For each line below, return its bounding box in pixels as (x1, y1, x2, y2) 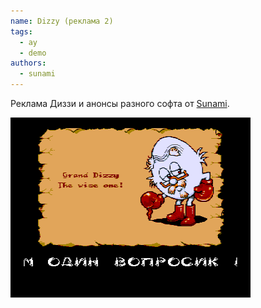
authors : (10, 58, 47, 69)
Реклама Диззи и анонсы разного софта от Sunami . (10, 98, 230, 109)
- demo (19, 48, 47, 58)
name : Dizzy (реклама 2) (10, 16, 114, 26)
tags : (10, 26, 33, 37)
